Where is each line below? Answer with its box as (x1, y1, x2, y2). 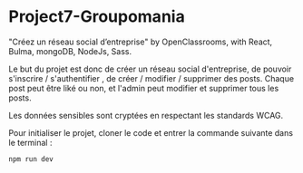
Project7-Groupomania (8, 6, 185, 27)
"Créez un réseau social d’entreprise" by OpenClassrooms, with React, (8, 36, 273, 47)
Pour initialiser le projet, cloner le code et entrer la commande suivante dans (8, 127, 294, 138)
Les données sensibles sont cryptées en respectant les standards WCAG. (8, 110, 284, 120)
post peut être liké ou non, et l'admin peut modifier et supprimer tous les (8, 82, 279, 93)
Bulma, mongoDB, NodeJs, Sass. (8, 45, 132, 56)
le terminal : (8, 137, 53, 148)
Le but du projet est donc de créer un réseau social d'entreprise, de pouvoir (8, 63, 292, 74)
